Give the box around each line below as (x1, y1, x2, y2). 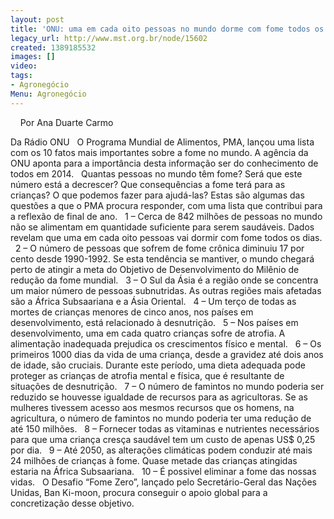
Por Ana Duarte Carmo (19, 116, 114, 128)
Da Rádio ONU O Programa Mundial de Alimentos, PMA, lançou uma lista (10, 136, 315, 148)
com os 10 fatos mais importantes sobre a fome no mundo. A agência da (10, 146, 309, 158)
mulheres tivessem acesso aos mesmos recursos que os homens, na (10, 401, 295, 413)
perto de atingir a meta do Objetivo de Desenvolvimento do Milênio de (10, 263, 300, 275)
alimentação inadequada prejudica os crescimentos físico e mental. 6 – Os (10, 337, 322, 350)
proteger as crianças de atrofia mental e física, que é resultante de (10, 369, 285, 381)
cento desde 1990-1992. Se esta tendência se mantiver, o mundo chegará (10, 252, 315, 265)
